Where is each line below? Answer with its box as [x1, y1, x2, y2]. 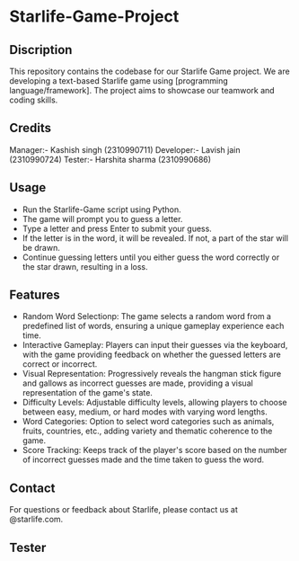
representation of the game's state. [22, 387, 153, 398]
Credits [9, 120, 52, 136]
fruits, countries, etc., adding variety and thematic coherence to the [22, 425, 273, 437]
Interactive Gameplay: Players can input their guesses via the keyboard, [22, 340, 288, 351]
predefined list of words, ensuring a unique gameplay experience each [22, 321, 285, 332]
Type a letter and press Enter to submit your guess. [22, 223, 213, 234]
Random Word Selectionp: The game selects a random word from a [22, 311, 272, 322]
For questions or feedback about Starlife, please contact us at [9, 504, 238, 515]
